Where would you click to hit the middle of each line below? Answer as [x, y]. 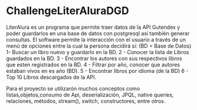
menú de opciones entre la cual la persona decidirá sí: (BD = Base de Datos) [99, 46]
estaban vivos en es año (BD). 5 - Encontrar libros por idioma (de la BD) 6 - [97, 71]
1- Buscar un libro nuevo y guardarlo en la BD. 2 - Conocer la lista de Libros [98, 52]
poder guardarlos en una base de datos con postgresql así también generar [98, 33]
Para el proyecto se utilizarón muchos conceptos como [73, 88]
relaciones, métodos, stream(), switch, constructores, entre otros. [86, 101]
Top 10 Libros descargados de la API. [51, 77]
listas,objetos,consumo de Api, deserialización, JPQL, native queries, [90, 95]
